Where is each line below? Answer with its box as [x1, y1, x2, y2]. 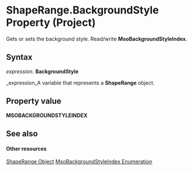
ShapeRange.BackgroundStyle [6, 4, 159, 17]
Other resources [6, 145, 47, 152]
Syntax [6, 52, 33, 62]
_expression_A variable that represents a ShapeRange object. [6, 79, 155, 86]
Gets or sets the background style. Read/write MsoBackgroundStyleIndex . [6, 35, 188, 42]
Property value [6, 96, 61, 106]
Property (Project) [6, 16, 96, 29]
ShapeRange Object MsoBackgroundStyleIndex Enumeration [6, 158, 153, 165]
